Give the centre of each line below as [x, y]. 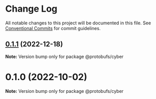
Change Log [31, 9]
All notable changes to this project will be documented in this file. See [78, 23]
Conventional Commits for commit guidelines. [53, 28]
